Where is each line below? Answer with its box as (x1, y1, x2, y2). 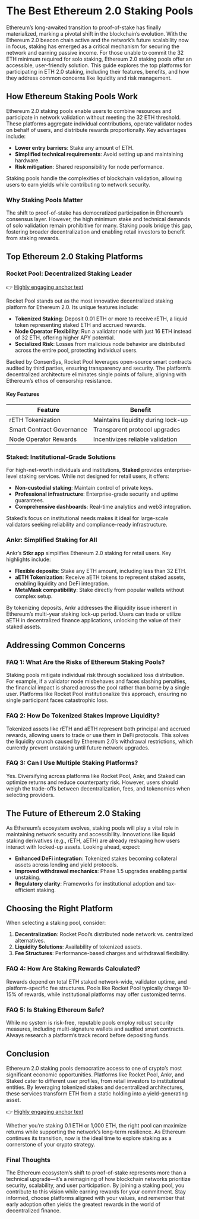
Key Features (6, 390, 40, 398)
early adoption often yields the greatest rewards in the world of (6, 1201, 161, 1208)
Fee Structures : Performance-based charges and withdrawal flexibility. (14, 950, 189, 957)
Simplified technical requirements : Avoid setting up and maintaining (14, 150, 184, 158)
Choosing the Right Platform (6, 903, 113, 914)
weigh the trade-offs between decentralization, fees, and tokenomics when (6, 785, 191, 792)
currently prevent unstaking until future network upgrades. (6, 744, 150, 751)
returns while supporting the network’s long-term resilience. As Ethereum (6, 1128, 186, 1135)
